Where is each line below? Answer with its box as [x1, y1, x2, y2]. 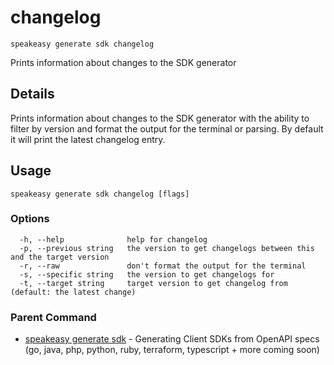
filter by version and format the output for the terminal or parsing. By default [10, 122, 324, 135]
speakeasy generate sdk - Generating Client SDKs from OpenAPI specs [24, 333, 320, 345]
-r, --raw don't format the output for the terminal [19, 261, 307, 271]
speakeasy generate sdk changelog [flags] [10, 189, 190, 199]
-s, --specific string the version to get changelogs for [19, 269, 275, 280]
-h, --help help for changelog [19, 234, 208, 245]
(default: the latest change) [10, 287, 137, 297]
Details [10, 86, 55, 103]
